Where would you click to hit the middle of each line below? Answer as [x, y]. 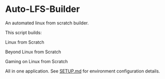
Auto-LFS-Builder [43, 9]
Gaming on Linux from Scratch [37, 61]
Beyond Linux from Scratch [33, 52]
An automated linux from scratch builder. [47, 23]
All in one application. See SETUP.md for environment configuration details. [83, 71]
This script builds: [23, 32]
